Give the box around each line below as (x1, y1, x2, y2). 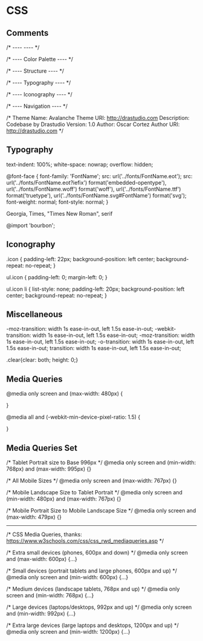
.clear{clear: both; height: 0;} (6, 356, 79, 364)
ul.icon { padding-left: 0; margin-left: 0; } (6, 273, 108, 281)
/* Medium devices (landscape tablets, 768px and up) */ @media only (6, 585, 180, 593)
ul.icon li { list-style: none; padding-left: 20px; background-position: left (6, 285, 185, 293)
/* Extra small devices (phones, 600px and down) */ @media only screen (6, 549, 188, 556)
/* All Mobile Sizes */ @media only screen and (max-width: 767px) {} (6, 477, 177, 485)
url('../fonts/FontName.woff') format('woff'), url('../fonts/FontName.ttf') (6, 185, 181, 193)
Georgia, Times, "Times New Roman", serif (6, 210, 113, 217)
